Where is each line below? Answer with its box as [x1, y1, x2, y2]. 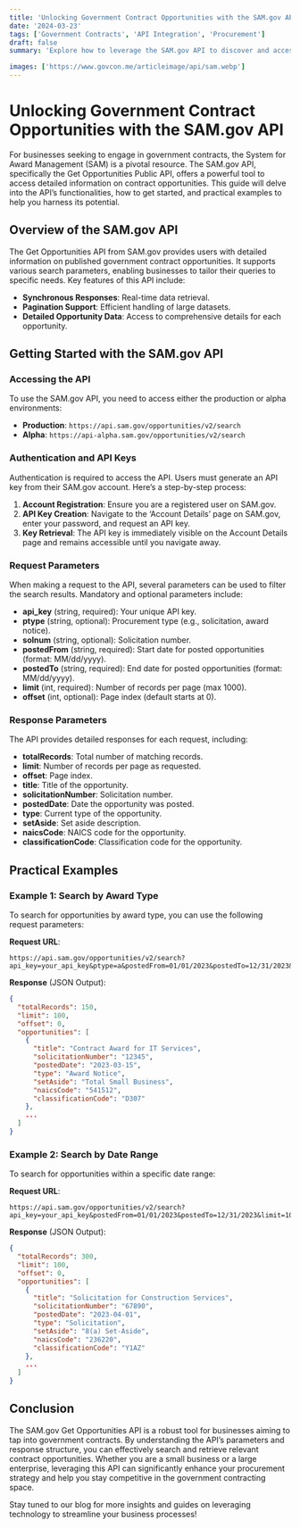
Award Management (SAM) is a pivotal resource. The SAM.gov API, [9, 158, 256, 170]
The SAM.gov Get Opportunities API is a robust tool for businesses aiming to [9, 1424, 290, 1435]
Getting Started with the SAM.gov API [9, 346, 224, 361]
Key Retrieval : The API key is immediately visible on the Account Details [21, 527, 288, 538]
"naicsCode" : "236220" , [32, 1335, 122, 1344]
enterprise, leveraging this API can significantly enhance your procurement [9, 1463, 286, 1474]
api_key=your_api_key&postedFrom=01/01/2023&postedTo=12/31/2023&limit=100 [9, 1211, 297, 1220]
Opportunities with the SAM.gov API [9, 120, 284, 140]
